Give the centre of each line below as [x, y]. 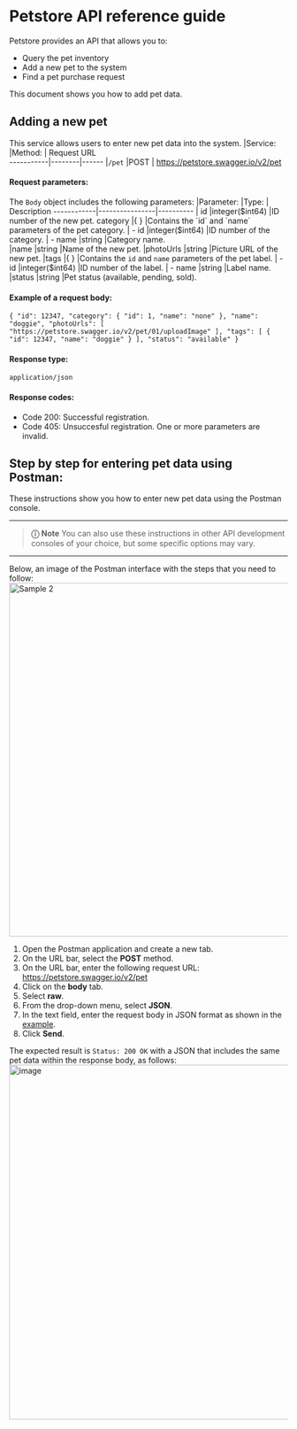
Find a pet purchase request [73, 76]
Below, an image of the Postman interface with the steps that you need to [143, 569]
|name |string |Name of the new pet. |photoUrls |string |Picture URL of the [144, 249]
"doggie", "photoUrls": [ [57, 324]
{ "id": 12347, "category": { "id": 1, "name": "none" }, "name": [134, 316]
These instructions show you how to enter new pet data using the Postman [145, 498]
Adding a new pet [58, 122]
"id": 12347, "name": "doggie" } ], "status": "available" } [124, 340]
